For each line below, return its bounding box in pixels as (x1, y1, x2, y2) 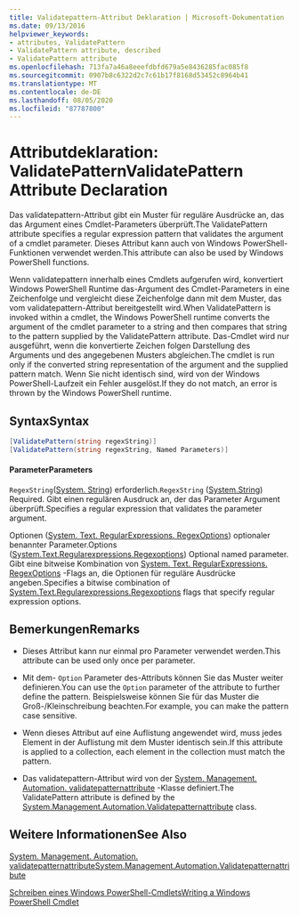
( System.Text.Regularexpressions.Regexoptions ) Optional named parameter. (9, 548, 289, 559)
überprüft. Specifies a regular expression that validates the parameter (9, 503, 263, 514)
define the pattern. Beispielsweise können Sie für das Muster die (21, 691, 260, 701)
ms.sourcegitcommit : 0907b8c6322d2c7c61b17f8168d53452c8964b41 (9, 71, 249, 80)
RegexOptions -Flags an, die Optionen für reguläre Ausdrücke (9, 567, 236, 579)
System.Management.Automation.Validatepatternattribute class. (21, 801, 257, 812)
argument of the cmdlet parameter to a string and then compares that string (9, 321, 287, 332)
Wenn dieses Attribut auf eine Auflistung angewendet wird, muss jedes (21, 727, 283, 738)
